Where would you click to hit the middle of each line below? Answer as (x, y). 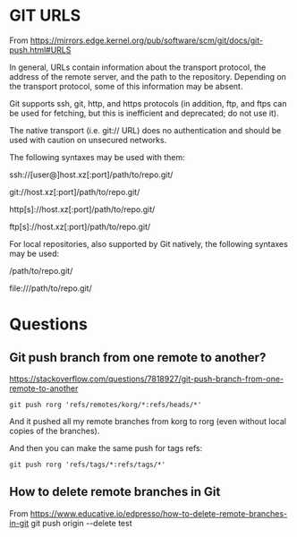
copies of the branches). (55, 430)
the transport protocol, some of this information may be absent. (126, 86)
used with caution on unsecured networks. (88, 140)
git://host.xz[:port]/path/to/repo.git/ (75, 192)
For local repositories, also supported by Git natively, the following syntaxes (148, 243)
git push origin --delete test (81, 523)
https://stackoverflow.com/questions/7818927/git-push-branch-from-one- (147, 379)
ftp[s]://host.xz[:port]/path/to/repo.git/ (80, 226)
